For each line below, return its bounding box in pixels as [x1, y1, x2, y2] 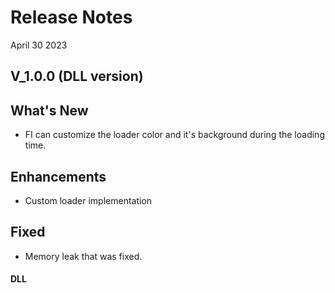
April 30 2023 [10, 39, 68, 51]
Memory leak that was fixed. [24, 250, 143, 262]
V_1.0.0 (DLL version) [10, 68, 144, 85]
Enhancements [10, 168, 107, 185]
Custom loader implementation [24, 194, 153, 206]
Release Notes [10, 6, 133, 29]
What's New [10, 102, 89, 119]
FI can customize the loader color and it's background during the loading [24, 129, 325, 141]
